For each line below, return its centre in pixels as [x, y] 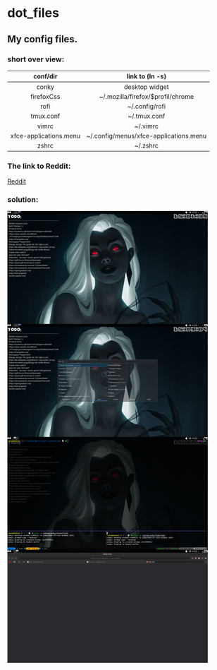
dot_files [33, 13]
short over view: [36, 59]
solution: [23, 199]
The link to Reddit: [39, 166]
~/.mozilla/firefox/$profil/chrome [147, 96]
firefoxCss [45, 96]
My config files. [43, 39]
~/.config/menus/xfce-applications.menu [147, 136]
